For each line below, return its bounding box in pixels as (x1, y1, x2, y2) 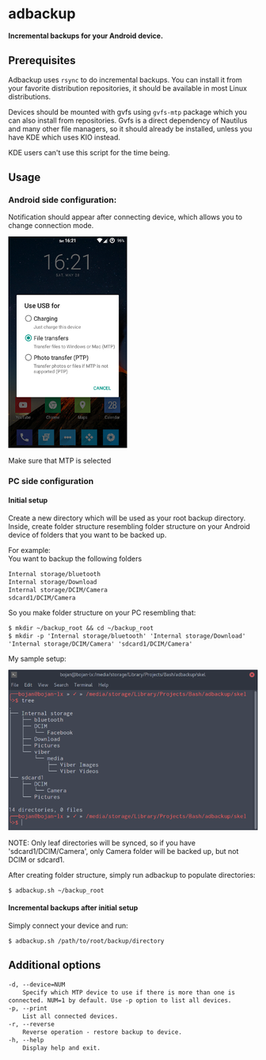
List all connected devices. (22, 1012, 119, 1020)
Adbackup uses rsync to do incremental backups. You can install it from (8, 74, 243, 84)
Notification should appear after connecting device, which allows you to (8, 212, 243, 222)
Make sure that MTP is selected (8, 456, 112, 466)
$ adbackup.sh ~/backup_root (8, 887, 104, 894)
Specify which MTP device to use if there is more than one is (22, 988, 236, 997)
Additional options (8, 959, 101, 972)
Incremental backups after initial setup (8, 903, 139, 913)
